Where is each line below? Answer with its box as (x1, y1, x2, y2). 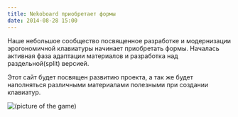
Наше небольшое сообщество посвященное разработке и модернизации (7, 36, 232, 45)
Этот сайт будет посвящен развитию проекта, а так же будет (7, 72, 193, 82)
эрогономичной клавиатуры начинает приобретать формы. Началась (7, 44, 220, 52)
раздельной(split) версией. (7, 59, 90, 67)
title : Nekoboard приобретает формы (7, 10, 116, 18)
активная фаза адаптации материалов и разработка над (7, 51, 179, 60)
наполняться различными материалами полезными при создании (7, 80, 209, 89)
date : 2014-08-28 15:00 (7, 17, 78, 24)
